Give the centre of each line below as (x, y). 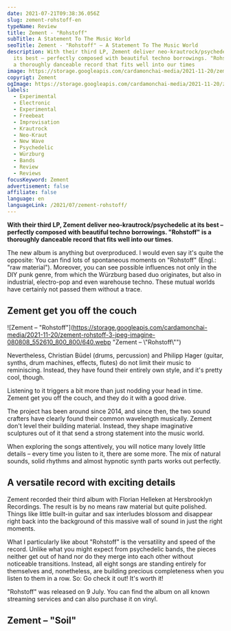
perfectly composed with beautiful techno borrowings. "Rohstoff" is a (109, 232)
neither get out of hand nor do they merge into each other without (100, 556)
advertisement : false (38, 186)
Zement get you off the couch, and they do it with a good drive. (97, 398)
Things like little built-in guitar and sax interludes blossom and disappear (110, 513)
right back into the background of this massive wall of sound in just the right (115, 521)
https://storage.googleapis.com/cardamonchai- (140, 327)
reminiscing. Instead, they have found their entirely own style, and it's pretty (115, 370)
